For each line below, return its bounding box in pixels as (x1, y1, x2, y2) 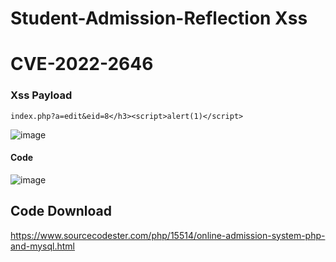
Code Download (10, 203, 113, 220)
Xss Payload (10, 88, 73, 102)
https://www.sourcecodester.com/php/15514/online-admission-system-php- (10, 229, 326, 241)
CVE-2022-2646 (10, 53, 154, 76)
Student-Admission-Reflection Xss (10, 7, 308, 30)
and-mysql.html (10, 240, 75, 252)
